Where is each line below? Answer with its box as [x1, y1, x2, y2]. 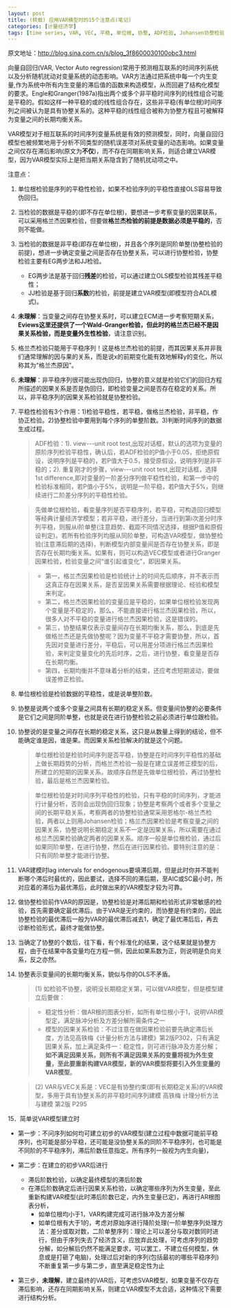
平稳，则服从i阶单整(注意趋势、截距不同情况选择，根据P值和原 [40, 523, 217, 531]
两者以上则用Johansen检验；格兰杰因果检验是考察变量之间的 [47, 817, 219, 826]
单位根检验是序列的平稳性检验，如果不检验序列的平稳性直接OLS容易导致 [17, 185, 222, 193]
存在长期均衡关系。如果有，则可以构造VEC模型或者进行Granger [40, 548, 221, 557]
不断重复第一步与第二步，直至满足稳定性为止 [38, 1262, 165, 1270]
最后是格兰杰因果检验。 [47, 777, 114, 785]
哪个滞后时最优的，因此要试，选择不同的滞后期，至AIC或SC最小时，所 [23, 875, 223, 883]
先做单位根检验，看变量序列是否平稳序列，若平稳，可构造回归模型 [34, 506, 221, 514]
